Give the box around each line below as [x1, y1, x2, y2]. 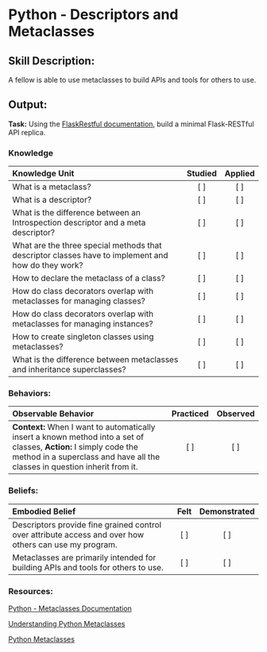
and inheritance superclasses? [12, 364, 126, 375]
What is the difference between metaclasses [12, 354, 179, 365]
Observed [216, 408, 255, 419]
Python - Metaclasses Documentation [8, 604, 133, 613]
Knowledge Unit [12, 168, 75, 179]
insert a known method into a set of [12, 431, 145, 442]
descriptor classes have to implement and [12, 250, 168, 261]
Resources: [8, 585, 53, 596]
